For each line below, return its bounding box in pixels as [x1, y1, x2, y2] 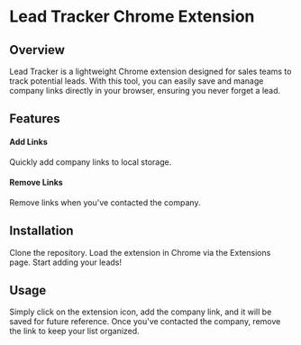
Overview [9, 42, 66, 58]
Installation [9, 223, 74, 239]
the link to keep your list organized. [9, 326, 140, 337]
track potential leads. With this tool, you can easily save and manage [9, 76, 264, 86]
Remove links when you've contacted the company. [9, 196, 201, 208]
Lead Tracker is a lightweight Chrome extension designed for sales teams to [9, 66, 292, 77]
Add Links [9, 136, 48, 147]
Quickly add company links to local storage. [9, 156, 172, 168]
